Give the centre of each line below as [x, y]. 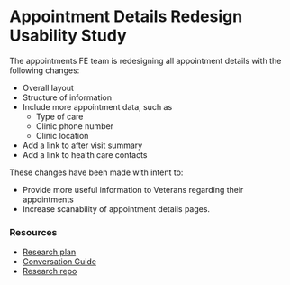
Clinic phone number [75, 126]
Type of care [59, 116]
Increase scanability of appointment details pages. [116, 208]
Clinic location [62, 135]
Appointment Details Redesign [126, 17]
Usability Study [68, 36]
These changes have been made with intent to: [96, 172]
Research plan [49, 252]
